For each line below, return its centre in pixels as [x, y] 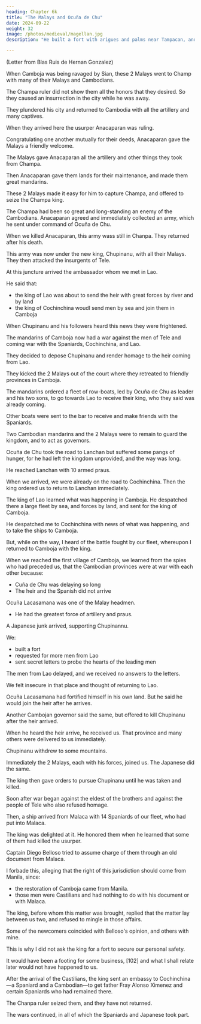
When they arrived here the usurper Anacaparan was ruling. [80, 128]
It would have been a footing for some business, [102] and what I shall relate [100, 961]
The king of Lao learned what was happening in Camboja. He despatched [97, 500]
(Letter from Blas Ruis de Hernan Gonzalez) [60, 62]
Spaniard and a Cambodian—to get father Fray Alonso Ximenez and [99, 985]
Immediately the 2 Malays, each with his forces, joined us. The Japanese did [100, 762]
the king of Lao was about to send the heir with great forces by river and [104, 295]
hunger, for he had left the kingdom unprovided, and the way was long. [94, 458]
